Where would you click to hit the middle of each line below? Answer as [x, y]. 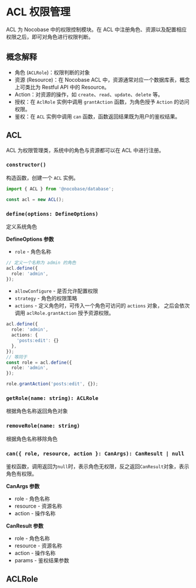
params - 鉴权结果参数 [42, 560]
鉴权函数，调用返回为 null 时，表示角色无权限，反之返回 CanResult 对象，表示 [98, 466]
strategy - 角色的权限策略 [46, 298]
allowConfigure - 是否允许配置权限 [56, 291]
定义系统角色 [21, 226]
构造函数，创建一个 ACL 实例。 [43, 177]
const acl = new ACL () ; [35, 199]
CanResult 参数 [25, 526]
